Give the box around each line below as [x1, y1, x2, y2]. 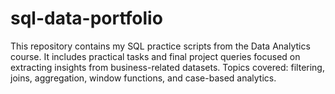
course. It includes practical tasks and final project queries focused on [10, 50, 301, 62]
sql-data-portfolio [10, 7, 163, 30]
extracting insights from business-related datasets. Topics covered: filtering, [10, 61, 325, 73]
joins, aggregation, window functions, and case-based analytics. [10, 72, 277, 84]
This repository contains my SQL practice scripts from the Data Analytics [10, 40, 311, 52]
